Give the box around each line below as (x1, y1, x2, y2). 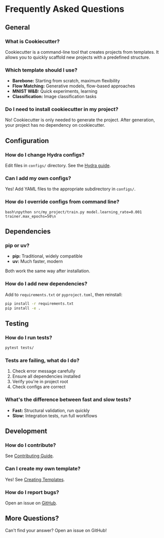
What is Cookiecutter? (5, 38, 60, 45)
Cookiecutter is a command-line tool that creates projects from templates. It (5, 49, 159, 55)
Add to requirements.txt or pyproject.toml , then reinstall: (5, 291, 123, 297)
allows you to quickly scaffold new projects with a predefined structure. (5, 54, 150, 60)
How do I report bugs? (5, 489, 59, 496)
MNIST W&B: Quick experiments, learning (12, 88, 98, 94)
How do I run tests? (5, 334, 53, 341)
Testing (5, 319, 29, 327)
